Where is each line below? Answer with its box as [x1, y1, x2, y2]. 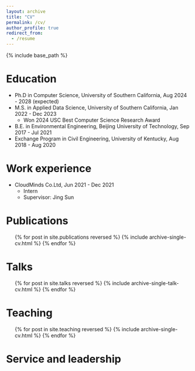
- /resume [11, 36, 35, 42]
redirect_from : [6, 30, 43, 36]
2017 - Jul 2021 [14, 129, 52, 136]
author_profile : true [6, 25, 59, 31]
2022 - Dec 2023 [14, 110, 57, 117]
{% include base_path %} [6, 52, 68, 59]
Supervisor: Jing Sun [23, 194, 74, 201]
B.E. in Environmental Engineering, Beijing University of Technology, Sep [14, 122, 190, 129]
